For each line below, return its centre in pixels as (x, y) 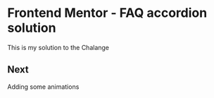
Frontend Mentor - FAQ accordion (107, 13)
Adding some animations (43, 87)
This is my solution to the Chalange (58, 47)
